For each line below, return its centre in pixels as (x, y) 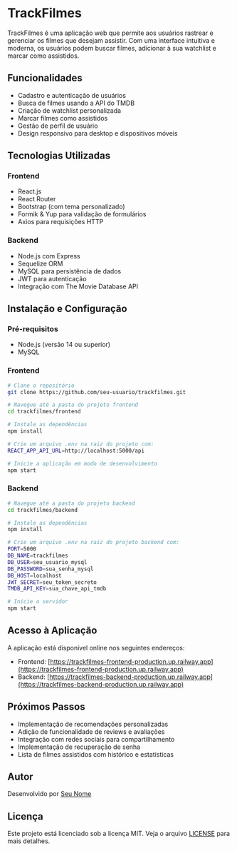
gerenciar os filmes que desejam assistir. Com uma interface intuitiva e (111, 40)
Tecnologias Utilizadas (59, 156)
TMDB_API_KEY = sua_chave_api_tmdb (57, 589)
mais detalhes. (29, 841)
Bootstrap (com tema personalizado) (72, 207)
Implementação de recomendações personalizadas (93, 724)
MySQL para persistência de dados (69, 271)
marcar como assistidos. (43, 56)
